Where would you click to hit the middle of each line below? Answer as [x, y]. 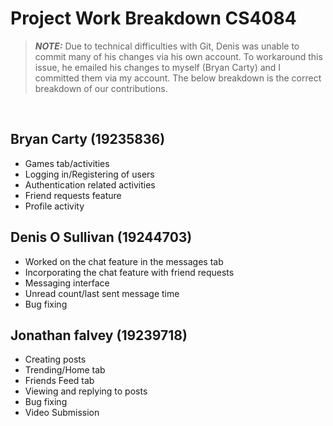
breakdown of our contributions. [101, 88]
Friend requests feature [73, 195]
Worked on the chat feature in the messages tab [124, 261]
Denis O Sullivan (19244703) [101, 237]
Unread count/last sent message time [102, 293]
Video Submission [62, 413]
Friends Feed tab [59, 381]
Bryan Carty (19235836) [88, 139]
